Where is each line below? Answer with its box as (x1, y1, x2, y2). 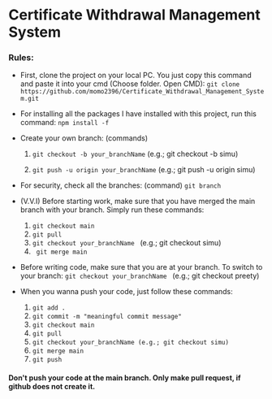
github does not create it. (8, 382, 96, 392)
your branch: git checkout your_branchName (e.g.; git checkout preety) (19, 271, 260, 281)
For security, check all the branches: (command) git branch (19, 180, 222, 190)
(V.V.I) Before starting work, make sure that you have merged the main (19, 197, 256, 206)
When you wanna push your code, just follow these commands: (19, 287, 233, 297)
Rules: (8, 52, 34, 63)
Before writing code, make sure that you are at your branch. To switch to (19, 262, 263, 272)
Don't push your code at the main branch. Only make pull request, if (8, 373, 241, 383)
